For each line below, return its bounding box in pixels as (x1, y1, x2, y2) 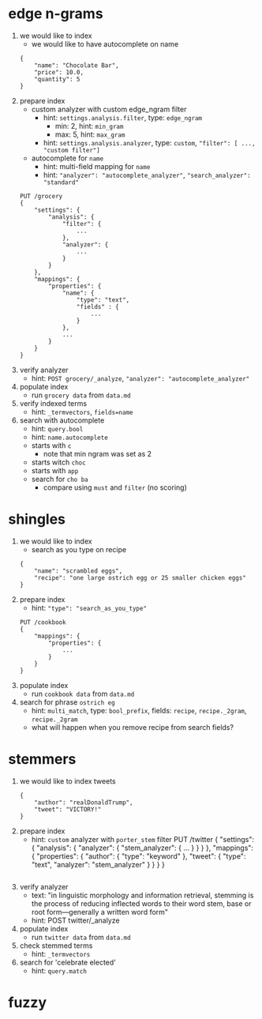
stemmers (8, 750, 77, 769)
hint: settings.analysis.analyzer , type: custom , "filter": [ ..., (43, 137, 256, 147)
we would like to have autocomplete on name (31, 39, 179, 48)
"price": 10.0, (34, 68, 84, 76)
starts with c (31, 440, 72, 450)
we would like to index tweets (19, 776, 116, 786)
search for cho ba (31, 474, 88, 483)
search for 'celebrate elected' (19, 957, 117, 967)
